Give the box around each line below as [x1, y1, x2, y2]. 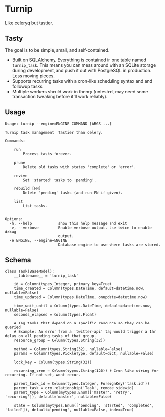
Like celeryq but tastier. [5, 20, 53, 26]
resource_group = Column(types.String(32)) [14, 338, 106, 343]
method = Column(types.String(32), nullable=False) [14, 347, 123, 352]
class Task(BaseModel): [5, 269, 55, 274]
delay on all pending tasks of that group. [5, 334, 97, 339]
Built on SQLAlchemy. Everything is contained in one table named [12, 57, 146, 63]
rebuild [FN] [14, 186, 41, 191]
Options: [5, 216, 23, 221]
